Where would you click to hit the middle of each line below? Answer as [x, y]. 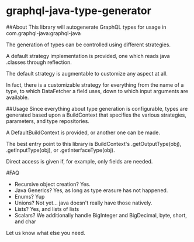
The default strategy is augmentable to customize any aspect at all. [87, 73]
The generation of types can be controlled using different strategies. [89, 45]
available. [18, 97]
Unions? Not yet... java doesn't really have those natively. [83, 203]
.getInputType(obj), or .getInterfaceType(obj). [60, 150]
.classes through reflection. [39, 62]
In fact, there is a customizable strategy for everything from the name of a [95, 85]
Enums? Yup [30, 196]
